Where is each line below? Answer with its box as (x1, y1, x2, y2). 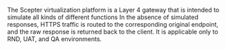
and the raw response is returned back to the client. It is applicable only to (7, 27, 219, 36)
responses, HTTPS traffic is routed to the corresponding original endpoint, (7, 21, 219, 28)
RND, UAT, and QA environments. (7, 35, 102, 43)
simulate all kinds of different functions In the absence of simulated (7, 13, 199, 21)
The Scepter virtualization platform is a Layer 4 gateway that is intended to (7, 6, 220, 14)
